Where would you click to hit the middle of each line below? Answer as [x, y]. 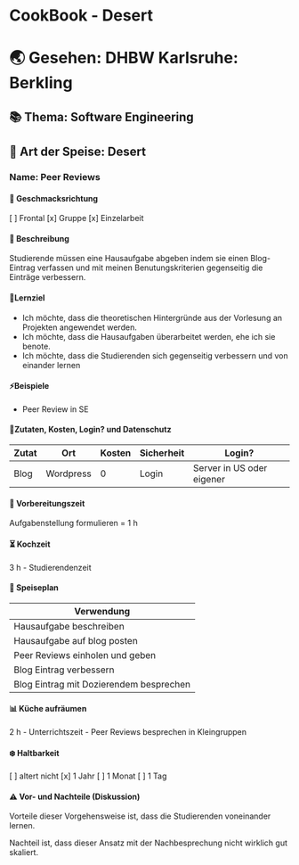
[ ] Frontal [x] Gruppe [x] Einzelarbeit [77, 218]
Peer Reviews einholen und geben [85, 655]
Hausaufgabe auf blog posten [76, 640]
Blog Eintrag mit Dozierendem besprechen [102, 684]
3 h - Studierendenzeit [50, 567]
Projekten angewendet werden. [80, 327]
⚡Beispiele [29, 386]
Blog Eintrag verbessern [64, 670]
